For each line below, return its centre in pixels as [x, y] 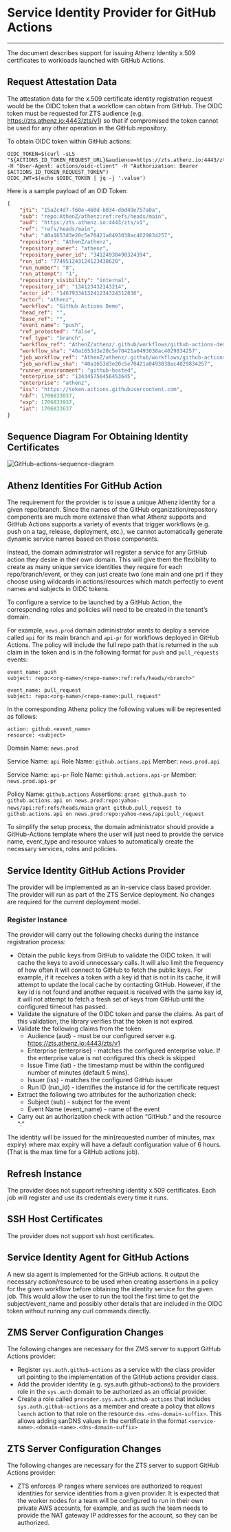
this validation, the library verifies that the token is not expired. [106, 1022]
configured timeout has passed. [62, 1007]
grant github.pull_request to [138, 808]
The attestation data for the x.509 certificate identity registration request [110, 99]
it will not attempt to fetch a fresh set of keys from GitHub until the [111, 999]
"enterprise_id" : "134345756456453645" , [78, 377]
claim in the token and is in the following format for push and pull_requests [113, 653]
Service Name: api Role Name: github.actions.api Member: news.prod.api [113, 762]
